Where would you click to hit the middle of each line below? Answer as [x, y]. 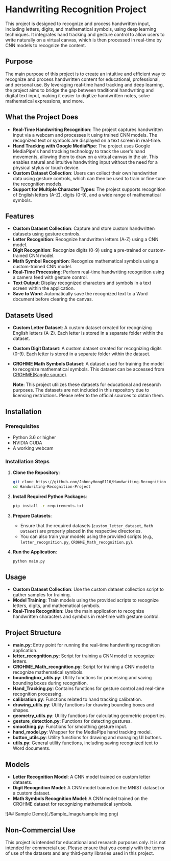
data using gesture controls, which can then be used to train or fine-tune [89, 178]
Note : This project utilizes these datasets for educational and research [87, 384]
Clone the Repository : [36, 472]
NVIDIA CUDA [27, 443]
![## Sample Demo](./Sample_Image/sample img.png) [62, 814]
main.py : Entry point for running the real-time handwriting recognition [86, 645]
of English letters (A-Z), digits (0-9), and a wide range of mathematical [87, 195]
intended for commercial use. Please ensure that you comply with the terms [85, 848]
